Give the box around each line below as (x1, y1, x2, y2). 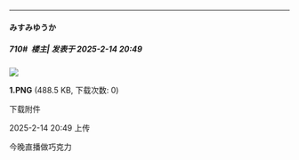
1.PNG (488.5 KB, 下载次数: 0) (9, 84, 119, 95)
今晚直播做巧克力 (9, 141, 72, 152)
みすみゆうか (9, 21, 56, 32)
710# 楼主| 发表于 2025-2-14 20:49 (9, 44, 142, 54)
